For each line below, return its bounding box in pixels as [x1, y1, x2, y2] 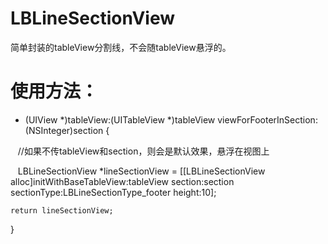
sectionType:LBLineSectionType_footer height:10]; [10, 186, 217, 198]
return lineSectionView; [10, 205, 114, 216]
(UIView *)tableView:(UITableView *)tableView [24, 113, 216, 126]
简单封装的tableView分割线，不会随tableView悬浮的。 [10, 41, 232, 53]
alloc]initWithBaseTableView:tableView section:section [10, 175, 235, 187]
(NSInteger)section [24, 124, 104, 136]
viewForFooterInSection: [217, 113, 318, 126]
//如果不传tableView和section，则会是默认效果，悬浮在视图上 [17, 145, 270, 157]
